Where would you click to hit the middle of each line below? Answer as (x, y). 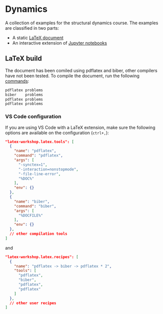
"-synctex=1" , (33, 164)
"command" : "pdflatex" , (39, 156)
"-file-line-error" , (39, 174)
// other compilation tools (39, 234)
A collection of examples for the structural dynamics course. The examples (82, 23)
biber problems (24, 95)
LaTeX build (24, 59)
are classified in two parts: (32, 28)
